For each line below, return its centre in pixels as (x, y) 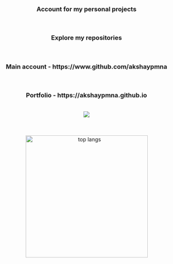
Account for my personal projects (86, 9)
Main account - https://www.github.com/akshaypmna (86, 66)
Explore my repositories (86, 38)
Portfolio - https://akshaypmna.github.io (86, 95)
